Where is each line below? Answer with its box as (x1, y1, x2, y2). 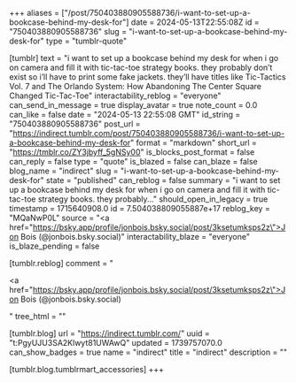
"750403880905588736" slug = (9, 27, 127, 36)
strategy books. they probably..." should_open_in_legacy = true (37, 194, 269, 204)
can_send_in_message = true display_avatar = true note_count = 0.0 (9, 100, 258, 110)
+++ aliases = (9, 8, 60, 18)
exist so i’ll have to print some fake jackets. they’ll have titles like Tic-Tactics (9, 72, 286, 82)
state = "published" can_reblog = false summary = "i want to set (45, 175, 281, 185)
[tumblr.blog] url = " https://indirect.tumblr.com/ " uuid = (9, 328, 210, 339)
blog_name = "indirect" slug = (9, 165, 119, 176)
